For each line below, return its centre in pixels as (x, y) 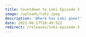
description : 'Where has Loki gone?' (43, 18)
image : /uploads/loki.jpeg (32, 14)
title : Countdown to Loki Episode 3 (42, 9)
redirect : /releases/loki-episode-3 (42, 27)
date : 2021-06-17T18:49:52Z (34, 23)
